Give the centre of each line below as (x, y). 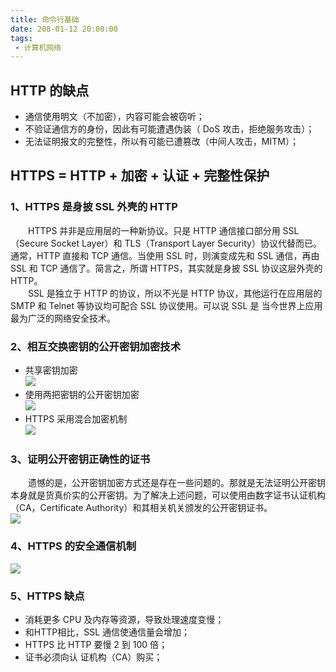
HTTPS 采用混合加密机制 (76, 419)
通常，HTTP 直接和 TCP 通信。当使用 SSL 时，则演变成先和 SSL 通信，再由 (165, 255)
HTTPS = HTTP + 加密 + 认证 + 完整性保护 (140, 176)
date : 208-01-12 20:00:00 (64, 29)
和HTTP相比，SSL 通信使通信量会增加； (107, 632)
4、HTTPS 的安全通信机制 (73, 546)
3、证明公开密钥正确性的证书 (80, 459)
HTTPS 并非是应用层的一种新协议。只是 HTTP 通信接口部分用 (154, 230)
